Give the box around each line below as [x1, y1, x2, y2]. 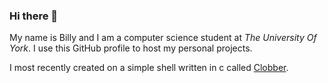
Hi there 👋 [9, 9, 59, 23]
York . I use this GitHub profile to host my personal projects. [9, 42, 253, 54]
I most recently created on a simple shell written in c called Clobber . [9, 62, 289, 74]
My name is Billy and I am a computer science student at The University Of [9, 32, 317, 44]
